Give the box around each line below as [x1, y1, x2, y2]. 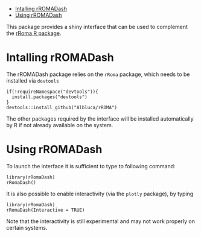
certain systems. [6, 224, 48, 231]
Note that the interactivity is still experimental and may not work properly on [6, 217, 195, 225]
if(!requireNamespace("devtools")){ [6, 89, 98, 95]
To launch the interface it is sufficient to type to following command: [6, 162, 176, 169]
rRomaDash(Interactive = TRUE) [6, 207, 85, 213]
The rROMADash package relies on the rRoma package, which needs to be [6, 71, 190, 78]
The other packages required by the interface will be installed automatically [6, 115, 194, 122]
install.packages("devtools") [11, 93, 88, 100]
